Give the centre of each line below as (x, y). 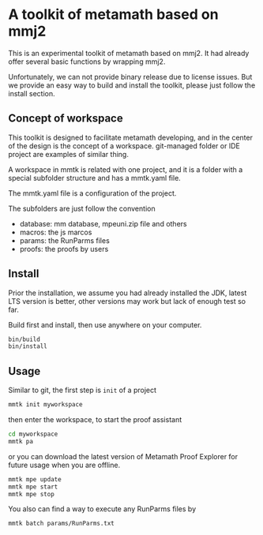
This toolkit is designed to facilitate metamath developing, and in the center (130, 137)
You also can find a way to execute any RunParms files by (102, 509)
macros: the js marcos (56, 232)
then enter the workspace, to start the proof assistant (95, 419)
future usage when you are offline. (64, 465)
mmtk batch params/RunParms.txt (61, 524)
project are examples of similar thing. (68, 154)
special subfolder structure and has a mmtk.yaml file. (95, 178)
